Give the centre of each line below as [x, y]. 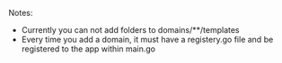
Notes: [21, 13]
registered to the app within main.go [88, 49]
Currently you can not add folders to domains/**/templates [130, 30]
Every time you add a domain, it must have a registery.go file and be [147, 39]
